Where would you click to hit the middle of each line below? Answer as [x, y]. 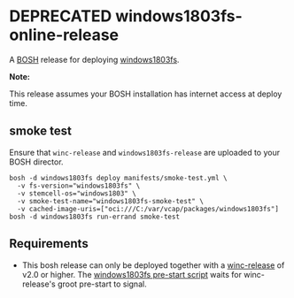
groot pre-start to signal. [102, 284]
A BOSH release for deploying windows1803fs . [94, 59]
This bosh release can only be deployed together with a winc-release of [153, 265]
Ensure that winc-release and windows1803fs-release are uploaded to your [145, 152]
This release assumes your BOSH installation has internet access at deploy [146, 94]
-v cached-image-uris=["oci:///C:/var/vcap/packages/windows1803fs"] [148, 209]
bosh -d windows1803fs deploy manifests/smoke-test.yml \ [118, 178]
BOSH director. [36, 162]
